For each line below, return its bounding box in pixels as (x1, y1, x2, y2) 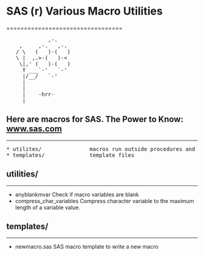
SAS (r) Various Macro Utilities (6, 4, 163, 18)
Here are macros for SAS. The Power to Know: (6, 114, 184, 125)
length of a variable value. (15, 204, 81, 211)
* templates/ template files (6, 151, 135, 159)
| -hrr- (22, 91, 55, 98)
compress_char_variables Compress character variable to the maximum (15, 197, 194, 204)
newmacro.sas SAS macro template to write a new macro (15, 243, 159, 251)
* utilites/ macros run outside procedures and (6, 145, 195, 153)
